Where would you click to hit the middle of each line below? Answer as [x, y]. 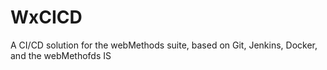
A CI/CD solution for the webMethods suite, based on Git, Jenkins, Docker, [164, 45]
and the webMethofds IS [61, 55]
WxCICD [46, 17]
